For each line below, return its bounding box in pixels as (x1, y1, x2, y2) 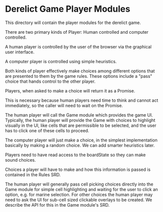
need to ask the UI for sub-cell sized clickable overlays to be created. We (5, 197, 152, 203)
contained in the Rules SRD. (5, 171, 61, 177)
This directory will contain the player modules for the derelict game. (5, 20, 142, 25)
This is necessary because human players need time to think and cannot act (5, 97, 159, 103)
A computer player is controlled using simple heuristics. (5, 58, 117, 64)
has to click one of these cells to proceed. (5, 127, 89, 133)
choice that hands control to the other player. (5, 78, 96, 84)
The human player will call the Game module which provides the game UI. (5, 112, 153, 118)
